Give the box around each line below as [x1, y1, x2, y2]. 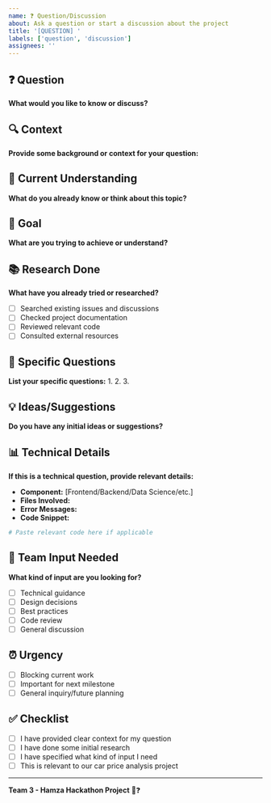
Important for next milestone [19, 678, 115, 688]
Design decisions [19, 597, 78, 606]
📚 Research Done [8, 262, 101, 276]
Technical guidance [19, 588, 86, 598]
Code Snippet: [19, 513, 70, 522]
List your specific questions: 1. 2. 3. [8, 377, 130, 387]
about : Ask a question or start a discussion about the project [8, 19, 229, 27]
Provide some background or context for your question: [8, 148, 199, 158]
